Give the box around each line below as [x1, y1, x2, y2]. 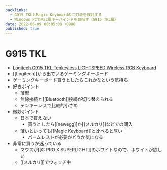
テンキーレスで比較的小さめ [20, 102, 78, 109]
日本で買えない [20, 115, 52, 121]
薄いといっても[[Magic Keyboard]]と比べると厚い [20, 127, 123, 134]
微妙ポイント [12, 109, 39, 115]
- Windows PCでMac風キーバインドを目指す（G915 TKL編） [10, 17, 119, 22]
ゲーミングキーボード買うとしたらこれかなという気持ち [12, 77, 128, 83]
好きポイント [12, 83, 39, 90]
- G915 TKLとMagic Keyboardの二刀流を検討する [10, 12, 102, 17]
